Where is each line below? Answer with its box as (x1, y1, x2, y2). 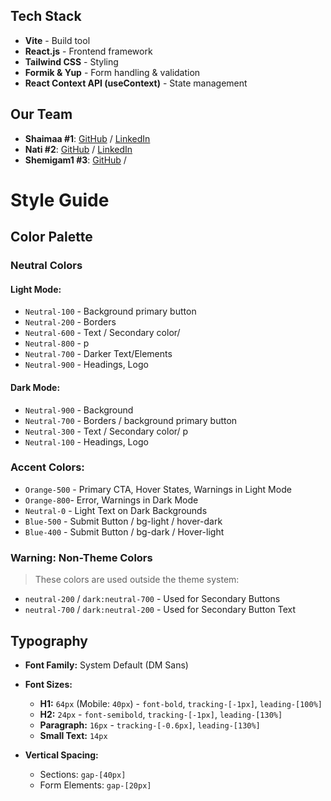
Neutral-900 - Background (24, 404, 134, 416)
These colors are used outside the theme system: (34, 574, 240, 586)
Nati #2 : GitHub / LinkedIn (24, 143, 133, 155)
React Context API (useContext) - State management (24, 77, 248, 89)
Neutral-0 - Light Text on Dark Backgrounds (24, 504, 208, 516)
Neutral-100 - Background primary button (24, 305, 197, 318)
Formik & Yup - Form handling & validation (24, 66, 201, 78)
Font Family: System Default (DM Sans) (24, 659, 189, 671)
